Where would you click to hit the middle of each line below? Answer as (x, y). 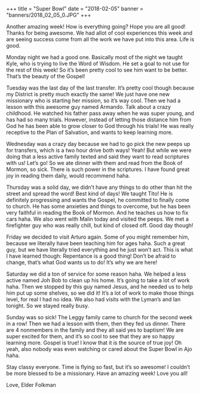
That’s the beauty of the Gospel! (46, 76)
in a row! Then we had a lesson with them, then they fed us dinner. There (96, 323)
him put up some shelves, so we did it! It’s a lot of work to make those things (100, 293)
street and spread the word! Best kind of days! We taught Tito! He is (90, 193)
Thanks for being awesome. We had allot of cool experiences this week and (99, 33)
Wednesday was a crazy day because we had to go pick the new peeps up (98, 144)
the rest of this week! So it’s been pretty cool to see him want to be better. (97, 70)
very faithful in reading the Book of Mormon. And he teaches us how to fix (97, 213)
